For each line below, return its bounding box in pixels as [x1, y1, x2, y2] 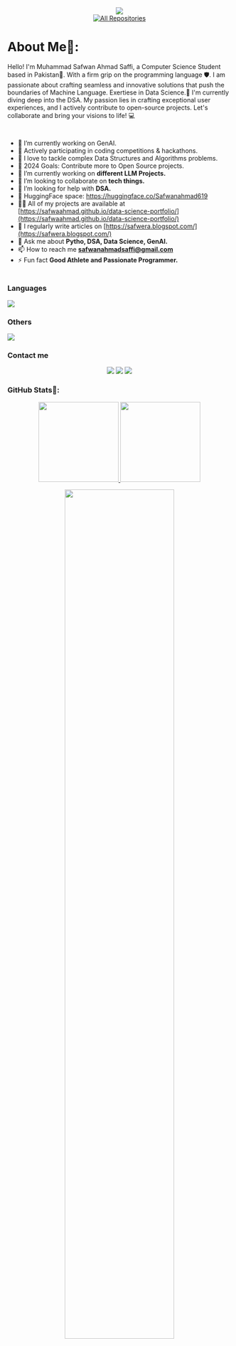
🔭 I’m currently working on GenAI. [17, 139, 117, 148]
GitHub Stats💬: [7, 385, 60, 395]
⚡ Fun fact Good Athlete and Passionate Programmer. [17, 256, 178, 265]
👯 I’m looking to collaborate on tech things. [17, 177, 145, 186]
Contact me [7, 350, 49, 360]
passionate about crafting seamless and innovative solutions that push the [7, 80, 225, 89]
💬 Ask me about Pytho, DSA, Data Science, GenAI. [17, 237, 168, 246]
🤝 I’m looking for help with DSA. [17, 184, 112, 193]
